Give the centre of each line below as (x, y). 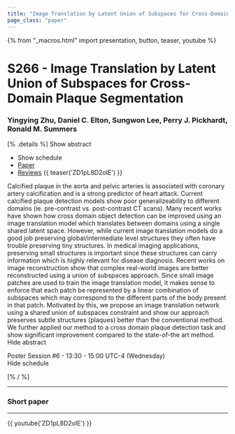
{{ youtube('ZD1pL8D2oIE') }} (50, 423)
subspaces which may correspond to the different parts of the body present (117, 297)
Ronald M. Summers (42, 129)
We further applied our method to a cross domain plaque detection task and (116, 327)
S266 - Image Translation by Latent (112, 68)
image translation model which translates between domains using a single (114, 223)
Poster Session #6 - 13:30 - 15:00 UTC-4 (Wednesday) (86, 356)
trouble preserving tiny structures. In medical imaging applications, (104, 245)
